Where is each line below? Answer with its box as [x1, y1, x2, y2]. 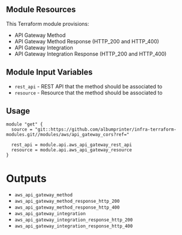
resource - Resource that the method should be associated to [14, 89, 163, 96]
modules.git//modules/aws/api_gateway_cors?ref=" [6, 132, 130, 138]
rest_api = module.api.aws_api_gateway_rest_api [11, 142, 132, 148]
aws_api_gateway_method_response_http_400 [14, 205, 120, 210]
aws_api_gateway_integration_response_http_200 [14, 217, 133, 223]
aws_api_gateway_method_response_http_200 [14, 199, 120, 205]
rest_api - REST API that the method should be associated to [14, 83, 163, 90]
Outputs [6, 172, 47, 185]
